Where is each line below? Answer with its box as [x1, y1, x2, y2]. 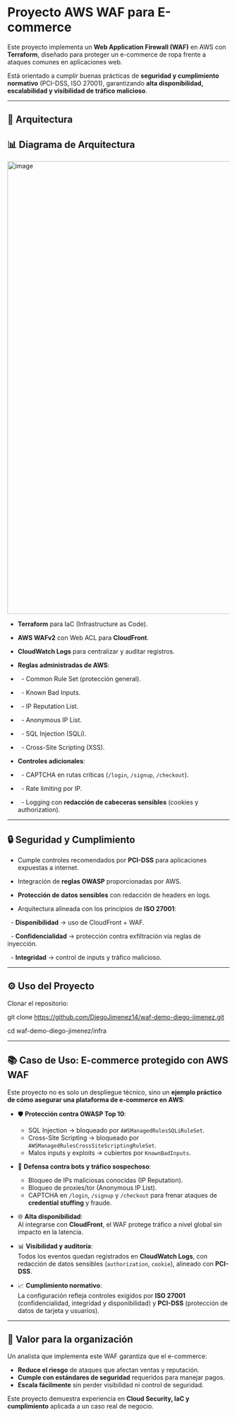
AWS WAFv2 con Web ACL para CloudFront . [17, 634, 150, 642]
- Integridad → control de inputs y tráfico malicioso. [10, 953, 162, 961]
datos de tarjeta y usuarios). [17, 1306, 100, 1314]
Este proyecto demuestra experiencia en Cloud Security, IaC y [7, 1394, 190, 1403]
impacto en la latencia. [17, 1227, 83, 1236]
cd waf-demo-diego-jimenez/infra [7, 1026, 107, 1035]
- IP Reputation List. [20, 702, 79, 711]
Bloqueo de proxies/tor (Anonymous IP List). [28, 1183, 157, 1192]
